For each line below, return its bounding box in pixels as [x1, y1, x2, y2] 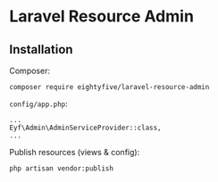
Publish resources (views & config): [9, 147, 140, 157]
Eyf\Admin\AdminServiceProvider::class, [9, 123, 163, 132]
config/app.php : [9, 98, 69, 109]
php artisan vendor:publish [9, 164, 114, 173]
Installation [9, 42, 73, 57]
